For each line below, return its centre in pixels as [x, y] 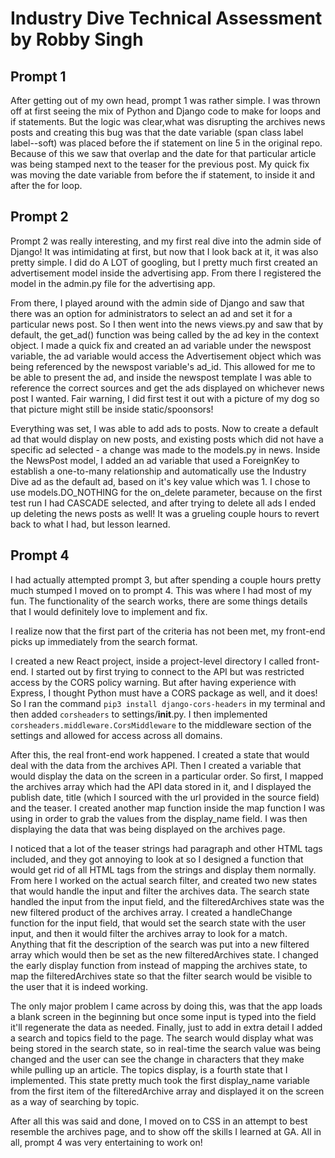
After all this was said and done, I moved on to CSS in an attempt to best [159, 1121]
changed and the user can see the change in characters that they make [157, 1059]
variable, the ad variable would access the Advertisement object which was [166, 356]
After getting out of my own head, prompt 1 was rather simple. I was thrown [165, 100]
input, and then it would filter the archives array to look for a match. [149, 933]
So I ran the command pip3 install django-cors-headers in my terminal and [168, 703]
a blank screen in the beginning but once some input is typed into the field [163, 1016]
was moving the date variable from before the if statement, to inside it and [162, 175]
